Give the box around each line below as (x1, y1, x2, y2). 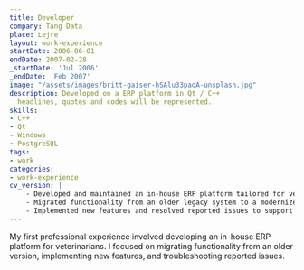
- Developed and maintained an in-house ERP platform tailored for (25, 190, 285, 199)
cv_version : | (9, 182, 63, 191)
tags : (9, 147, 30, 156)
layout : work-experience (9, 38, 103, 48)
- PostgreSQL (9, 139, 59, 148)
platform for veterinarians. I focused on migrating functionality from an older (9, 240, 294, 251)
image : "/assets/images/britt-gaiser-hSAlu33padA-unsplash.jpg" (9, 80, 257, 89)
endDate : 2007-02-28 (9, 55, 88, 64)
